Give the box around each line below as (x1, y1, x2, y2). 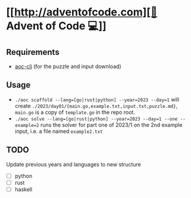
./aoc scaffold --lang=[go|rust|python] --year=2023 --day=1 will (14, 95, 180, 103)
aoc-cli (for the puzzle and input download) (14, 63, 122, 70)
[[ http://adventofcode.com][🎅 (6, 5, 158, 19)
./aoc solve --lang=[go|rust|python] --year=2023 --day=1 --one (14, 116, 178, 122)
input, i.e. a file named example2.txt (14, 128, 103, 135)
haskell (14, 185, 33, 193)
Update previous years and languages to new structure (6, 160, 141, 168)
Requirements (6, 47, 60, 57)
